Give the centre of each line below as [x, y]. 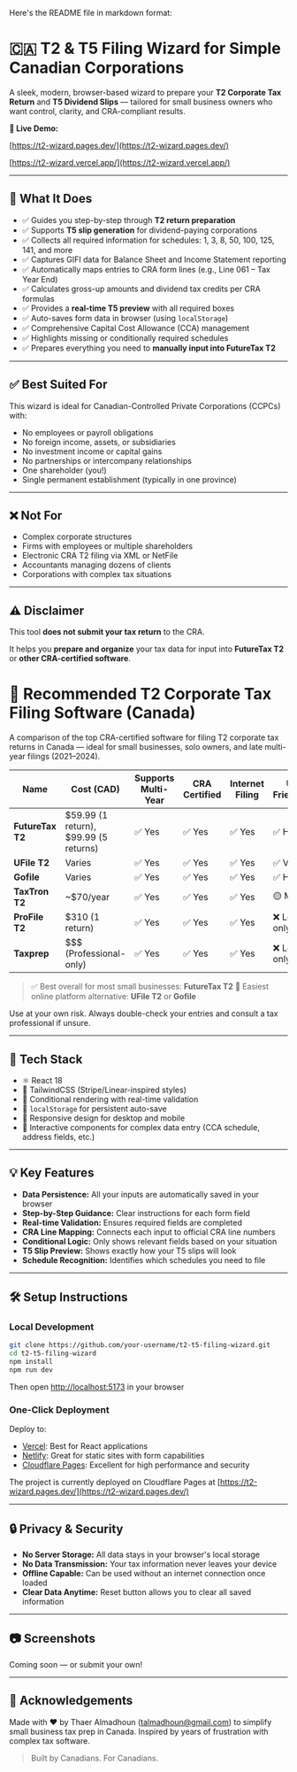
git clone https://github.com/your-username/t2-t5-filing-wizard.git [140, 1345]
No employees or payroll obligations [88, 432]
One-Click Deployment [59, 1409]
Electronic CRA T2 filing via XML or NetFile [100, 556]
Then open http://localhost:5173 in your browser [97, 1387]
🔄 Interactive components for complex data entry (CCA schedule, [141, 1127]
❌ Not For [36, 516]
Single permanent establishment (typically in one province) [129, 479]
